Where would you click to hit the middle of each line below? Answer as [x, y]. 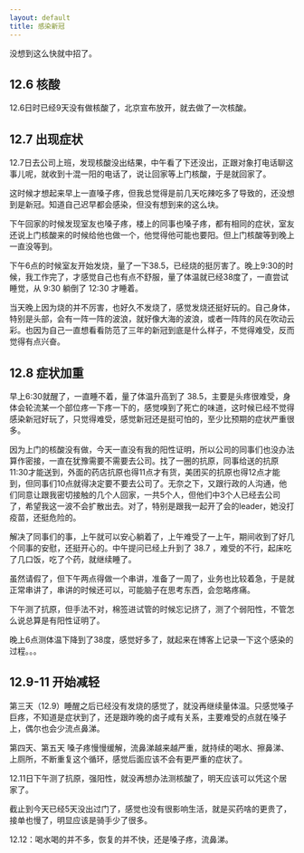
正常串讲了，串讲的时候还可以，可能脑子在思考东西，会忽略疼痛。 [132, 589]
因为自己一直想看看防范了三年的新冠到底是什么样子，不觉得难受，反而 [164, 331]
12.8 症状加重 [47, 373]
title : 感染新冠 [37, 26]
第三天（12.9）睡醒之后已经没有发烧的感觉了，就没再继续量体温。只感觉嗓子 [152, 705]
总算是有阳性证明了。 [65, 620]
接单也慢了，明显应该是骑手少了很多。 [81, 819]
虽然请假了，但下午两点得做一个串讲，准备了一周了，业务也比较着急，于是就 [152, 578]
